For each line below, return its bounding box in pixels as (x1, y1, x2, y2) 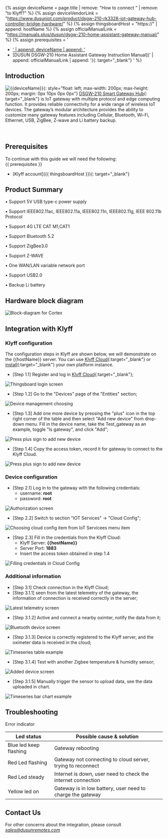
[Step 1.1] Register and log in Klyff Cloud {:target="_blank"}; (12, 371, 134, 377)
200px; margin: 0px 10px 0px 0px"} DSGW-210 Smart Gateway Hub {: (5, 90, 147, 97)
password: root (19, 496, 51, 502)
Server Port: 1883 (19, 545, 56, 551)
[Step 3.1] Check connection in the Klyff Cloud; (12, 584, 109, 590)
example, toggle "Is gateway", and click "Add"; (12, 426, 108, 432)
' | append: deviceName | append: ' (12, 47, 85, 52)
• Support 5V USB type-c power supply (5, 199, 87, 205)
